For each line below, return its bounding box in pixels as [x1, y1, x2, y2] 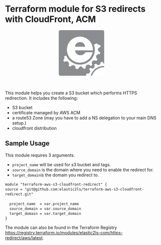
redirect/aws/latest [5, 235, 43, 241]
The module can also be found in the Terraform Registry [5, 225, 117, 230]
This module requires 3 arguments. [5, 152, 75, 158]
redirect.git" [5, 192, 34, 196]
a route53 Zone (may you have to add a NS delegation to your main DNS [12, 115, 157, 121]
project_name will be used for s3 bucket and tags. [12, 161, 111, 167]
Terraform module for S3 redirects [5, 3, 146, 15]
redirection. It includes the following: [5, 95, 78, 101]
